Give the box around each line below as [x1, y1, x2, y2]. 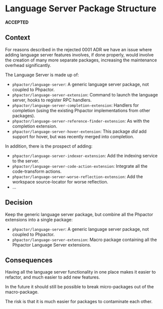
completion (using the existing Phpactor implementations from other [12, 107, 151, 113]
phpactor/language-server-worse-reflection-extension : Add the [12, 173, 143, 180]
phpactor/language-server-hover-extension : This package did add [12, 128, 147, 134]
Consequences [5, 256, 53, 264]
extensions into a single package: [5, 216, 73, 222]
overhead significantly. [5, 62, 52, 68]
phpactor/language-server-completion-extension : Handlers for [12, 102, 139, 108]
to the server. [12, 158, 39, 164]
